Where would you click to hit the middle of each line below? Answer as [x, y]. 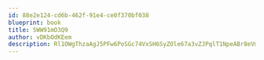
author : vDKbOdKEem [40, 37]
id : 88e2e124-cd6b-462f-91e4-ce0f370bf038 [79, 15]
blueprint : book [35, 23]
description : [29, 44]
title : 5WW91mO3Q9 [38, 30]
